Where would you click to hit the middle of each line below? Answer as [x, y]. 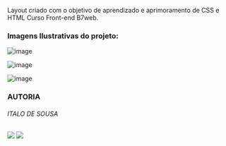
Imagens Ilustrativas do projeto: [63, 36]
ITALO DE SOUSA [33, 114]
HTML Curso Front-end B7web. [53, 18]
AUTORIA [24, 97]
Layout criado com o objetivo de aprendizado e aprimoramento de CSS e [113, 10]
